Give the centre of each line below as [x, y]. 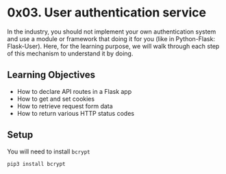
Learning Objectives [51, 75]
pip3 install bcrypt [37, 164]
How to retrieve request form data [65, 106]
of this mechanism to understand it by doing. [70, 53]
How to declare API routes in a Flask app [74, 91]
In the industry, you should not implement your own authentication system [112, 32]
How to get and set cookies [55, 99]
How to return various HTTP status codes [76, 113]
